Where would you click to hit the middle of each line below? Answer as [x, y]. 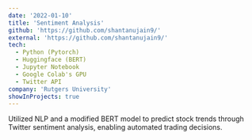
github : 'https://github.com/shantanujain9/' [84, 30]
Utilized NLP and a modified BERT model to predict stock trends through [126, 119]
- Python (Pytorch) [48, 52]
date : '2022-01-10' [40, 15]
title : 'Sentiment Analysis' [56, 23]
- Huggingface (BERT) [51, 60]
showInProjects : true [44, 96]
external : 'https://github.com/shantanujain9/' [88, 38]
